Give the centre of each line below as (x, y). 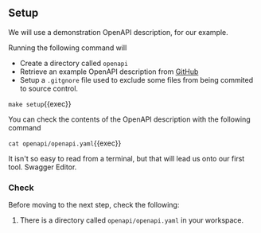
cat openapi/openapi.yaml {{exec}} (65, 143)
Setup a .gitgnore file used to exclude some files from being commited (136, 80)
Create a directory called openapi (74, 63)
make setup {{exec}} (40, 103)
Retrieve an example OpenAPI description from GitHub (109, 72)
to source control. (49, 88)
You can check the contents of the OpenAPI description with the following (129, 119)
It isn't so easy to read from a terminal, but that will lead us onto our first (127, 158)
